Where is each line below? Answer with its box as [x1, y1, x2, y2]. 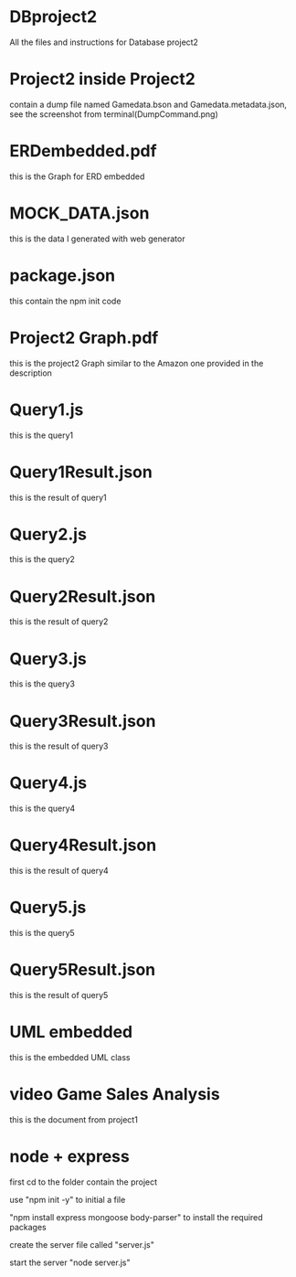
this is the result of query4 [9, 866, 110, 877]
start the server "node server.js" [9, 1257, 131, 1268]
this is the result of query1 [9, 492, 107, 503]
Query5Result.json [9, 960, 156, 980]
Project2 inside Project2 [9, 69, 196, 90]
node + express [9, 1146, 130, 1167]
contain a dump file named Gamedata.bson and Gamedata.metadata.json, [9, 99, 288, 110]
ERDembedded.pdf [9, 141, 157, 162]
